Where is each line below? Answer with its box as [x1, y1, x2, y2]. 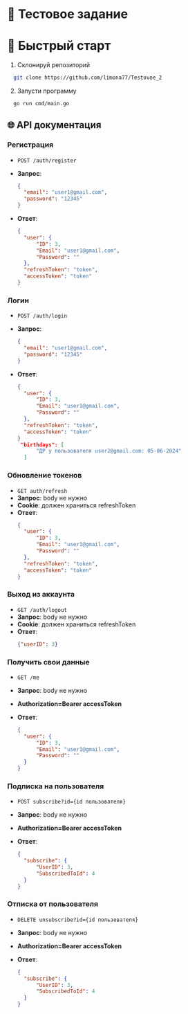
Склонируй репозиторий [17, 61, 91, 69]
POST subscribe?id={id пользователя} [17, 799, 126, 806]
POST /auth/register [17, 157, 77, 164]
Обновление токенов [7, 471, 82, 480]
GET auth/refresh [17, 487, 68, 494]
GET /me [17, 674, 39, 681]
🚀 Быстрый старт [7, 38, 111, 54]
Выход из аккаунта [7, 590, 75, 599]
